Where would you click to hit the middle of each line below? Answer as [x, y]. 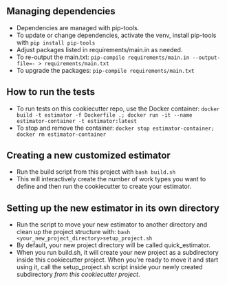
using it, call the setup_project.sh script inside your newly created [110, 267]
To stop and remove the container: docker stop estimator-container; [115, 128]
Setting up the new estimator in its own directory [113, 208]
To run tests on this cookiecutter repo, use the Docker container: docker [118, 109]
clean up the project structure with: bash [73, 232]
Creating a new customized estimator [89, 156]
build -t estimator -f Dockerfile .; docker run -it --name [104, 115]
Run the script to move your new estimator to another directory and [112, 225]
